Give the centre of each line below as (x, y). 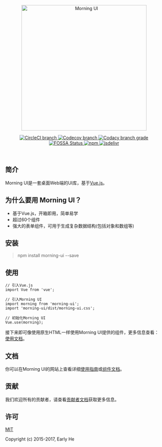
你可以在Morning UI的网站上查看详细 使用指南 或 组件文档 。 (65, 369)
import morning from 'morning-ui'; (42, 304)
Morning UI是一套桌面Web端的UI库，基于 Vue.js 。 (56, 183)
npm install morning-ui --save (48, 256)
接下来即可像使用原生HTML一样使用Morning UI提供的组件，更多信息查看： (82, 332)
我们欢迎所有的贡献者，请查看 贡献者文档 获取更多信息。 (62, 399)
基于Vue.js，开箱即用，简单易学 (45, 213)
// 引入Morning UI (23, 300)
